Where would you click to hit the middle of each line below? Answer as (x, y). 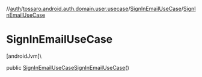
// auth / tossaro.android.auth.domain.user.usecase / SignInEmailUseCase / (95, 9)
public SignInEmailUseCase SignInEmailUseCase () (68, 67)
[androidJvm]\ (24, 56)
